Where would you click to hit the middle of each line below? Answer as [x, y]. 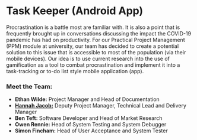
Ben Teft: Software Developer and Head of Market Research [88, 118]
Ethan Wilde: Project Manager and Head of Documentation [87, 99]
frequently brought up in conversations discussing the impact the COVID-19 [99, 33]
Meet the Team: [29, 86]
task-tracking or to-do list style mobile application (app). [75, 71]
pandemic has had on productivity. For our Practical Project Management [96, 40]
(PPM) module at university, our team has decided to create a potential [93, 46]
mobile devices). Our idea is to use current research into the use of [88, 58]
